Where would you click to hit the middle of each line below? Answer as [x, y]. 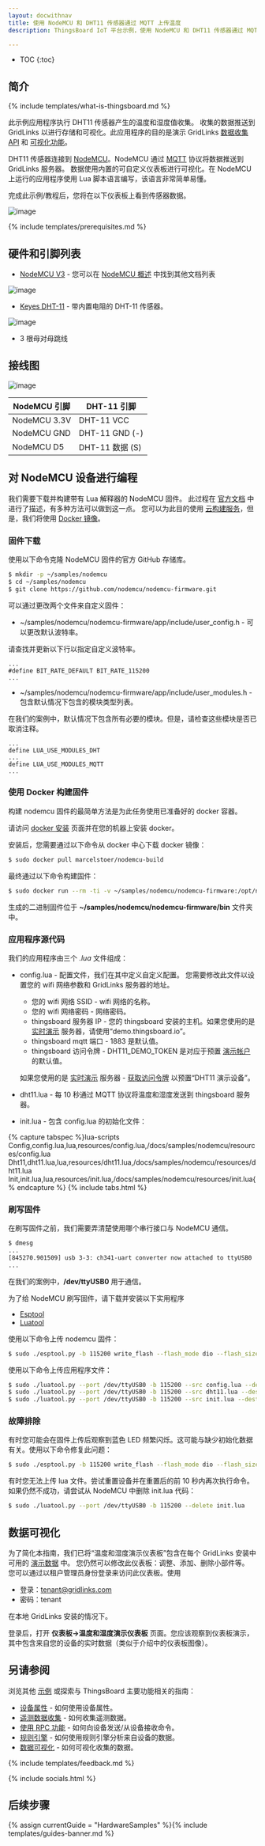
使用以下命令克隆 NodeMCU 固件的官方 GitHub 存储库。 [99, 559]
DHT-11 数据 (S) [110, 447]
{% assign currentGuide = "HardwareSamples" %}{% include [108, 1825]
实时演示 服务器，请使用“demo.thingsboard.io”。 [110, 1031]
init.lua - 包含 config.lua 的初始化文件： [83, 1121]
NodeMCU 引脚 [42, 406]
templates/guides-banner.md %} [61, 1833]
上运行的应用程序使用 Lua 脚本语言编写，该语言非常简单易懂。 [109, 179]
